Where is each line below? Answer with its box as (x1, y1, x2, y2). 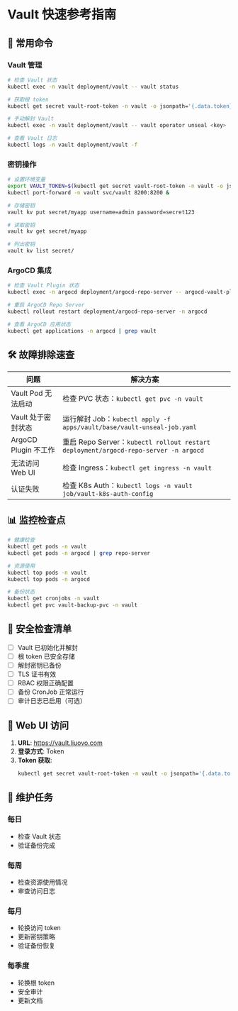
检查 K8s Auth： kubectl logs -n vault (62, 480, 193, 490)
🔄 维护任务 (7, 792, 53, 804)
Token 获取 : (17, 756, 52, 765)
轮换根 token (17, 978, 55, 987)
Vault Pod (11, 388, 43, 398)
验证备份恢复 (17, 941, 55, 950)
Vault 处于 (11, 412, 45, 422)
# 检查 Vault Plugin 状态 (7, 282, 80, 289)
